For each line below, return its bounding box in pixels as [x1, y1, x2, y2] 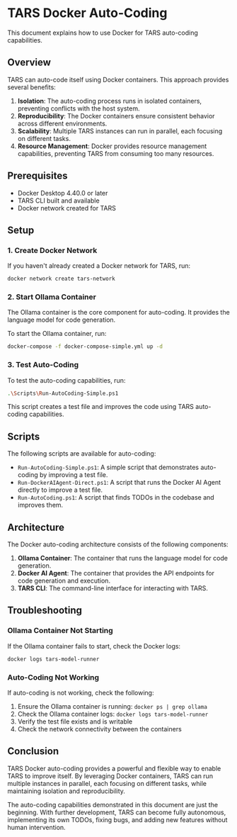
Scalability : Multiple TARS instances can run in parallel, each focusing [17, 126, 223, 135]
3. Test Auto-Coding [7, 360, 79, 370]
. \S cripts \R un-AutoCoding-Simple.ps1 [7, 390, 119, 397]
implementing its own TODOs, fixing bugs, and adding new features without [7, 815, 228, 824]
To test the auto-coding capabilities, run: [7, 376, 126, 384]
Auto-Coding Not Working [7, 672, 100, 682]
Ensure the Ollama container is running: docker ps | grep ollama [17, 702, 207, 710]
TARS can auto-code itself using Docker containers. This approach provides [7, 75, 229, 84]
